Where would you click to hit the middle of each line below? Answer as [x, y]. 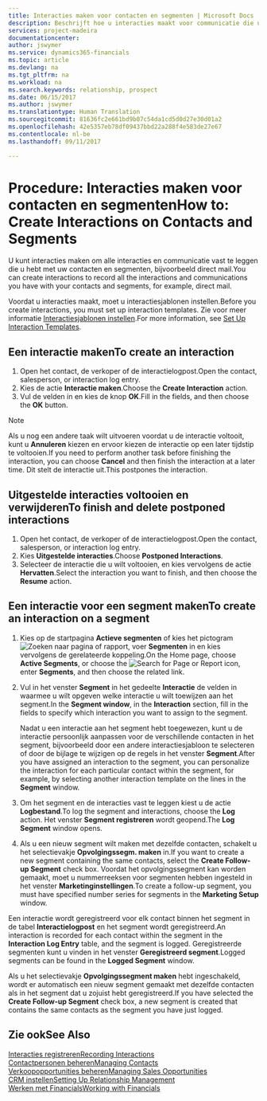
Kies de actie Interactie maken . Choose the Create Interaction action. [133, 388]
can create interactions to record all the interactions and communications [128, 278]
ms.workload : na [35, 82]
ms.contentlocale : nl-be [49, 134]
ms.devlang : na [33, 68]
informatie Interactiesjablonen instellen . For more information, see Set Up [127, 319]
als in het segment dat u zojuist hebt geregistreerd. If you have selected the [131, 993]
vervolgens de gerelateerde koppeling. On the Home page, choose [128, 655]
